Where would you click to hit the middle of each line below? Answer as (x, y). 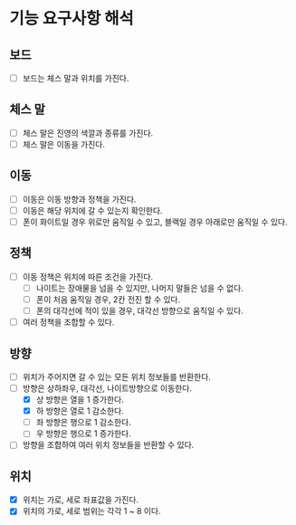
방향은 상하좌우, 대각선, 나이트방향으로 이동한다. (107, 388)
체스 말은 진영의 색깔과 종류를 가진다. (88, 133)
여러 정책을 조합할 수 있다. (68, 322)
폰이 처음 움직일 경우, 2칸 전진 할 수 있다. (108, 299)
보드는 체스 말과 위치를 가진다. (76, 78)
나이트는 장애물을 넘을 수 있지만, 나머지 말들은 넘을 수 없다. (140, 288)
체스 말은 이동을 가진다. (64, 144)
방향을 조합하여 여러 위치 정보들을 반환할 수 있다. (108, 445)
